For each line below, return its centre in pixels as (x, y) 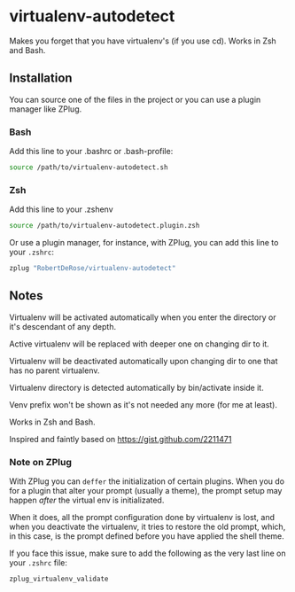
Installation (41, 78)
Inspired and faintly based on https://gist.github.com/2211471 (120, 439)
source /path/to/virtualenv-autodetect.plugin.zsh (105, 226)
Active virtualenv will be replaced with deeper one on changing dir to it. (140, 344)
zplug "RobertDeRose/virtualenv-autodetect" (93, 269)
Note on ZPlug (41, 462)
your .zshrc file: (39, 563)
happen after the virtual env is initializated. (87, 500)
